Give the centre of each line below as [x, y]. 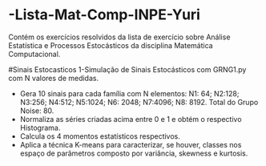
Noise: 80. [37, 111]
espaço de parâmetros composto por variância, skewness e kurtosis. [134, 153]
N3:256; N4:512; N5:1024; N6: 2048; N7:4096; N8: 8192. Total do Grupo [139, 102]
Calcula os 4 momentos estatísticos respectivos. [100, 136]
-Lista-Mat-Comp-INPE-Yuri [104, 15]
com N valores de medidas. [53, 78]
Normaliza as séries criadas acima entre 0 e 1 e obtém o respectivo [131, 119]
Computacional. [34, 54]
